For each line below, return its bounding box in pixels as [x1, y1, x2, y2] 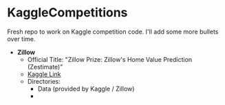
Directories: [27, 77, 61, 85]
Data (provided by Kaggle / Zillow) [37, 84, 135, 93]
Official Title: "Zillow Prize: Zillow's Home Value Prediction [27, 55, 193, 63]
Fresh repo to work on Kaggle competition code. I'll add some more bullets [7, 27, 219, 36]
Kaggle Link [27, 70, 61, 78]
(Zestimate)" [27, 62, 63, 71]
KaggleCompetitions [7, 5, 128, 21]
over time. [7, 34, 36, 43]
